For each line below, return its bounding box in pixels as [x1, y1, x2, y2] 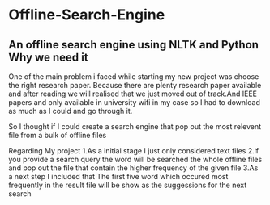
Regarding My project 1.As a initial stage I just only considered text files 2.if [8, 146, 259, 155]
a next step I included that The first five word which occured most [8, 172, 229, 181]
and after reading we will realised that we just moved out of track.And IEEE [8, 89, 258, 98]
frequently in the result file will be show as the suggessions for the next [8, 180, 247, 190]
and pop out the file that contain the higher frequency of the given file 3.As [8, 163, 259, 173]
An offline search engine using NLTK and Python [8, 38, 259, 52]
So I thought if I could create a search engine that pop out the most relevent [8, 122, 262, 131]
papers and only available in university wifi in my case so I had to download [8, 98, 261, 107]
